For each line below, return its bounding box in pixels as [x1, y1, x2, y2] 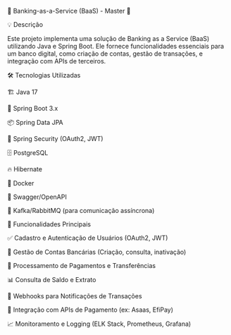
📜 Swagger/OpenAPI [7, 193, 67, 201]
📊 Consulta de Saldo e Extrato [7, 276, 96, 284]
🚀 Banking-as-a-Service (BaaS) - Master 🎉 [7, 7, 132, 15]
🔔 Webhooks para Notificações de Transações [7, 292, 142, 300]
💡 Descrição [7, 20, 44, 28]
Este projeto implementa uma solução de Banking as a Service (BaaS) [7, 35, 210, 42]
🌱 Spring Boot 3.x [7, 104, 58, 112]
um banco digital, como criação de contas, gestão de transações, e [7, 49, 203, 58]
